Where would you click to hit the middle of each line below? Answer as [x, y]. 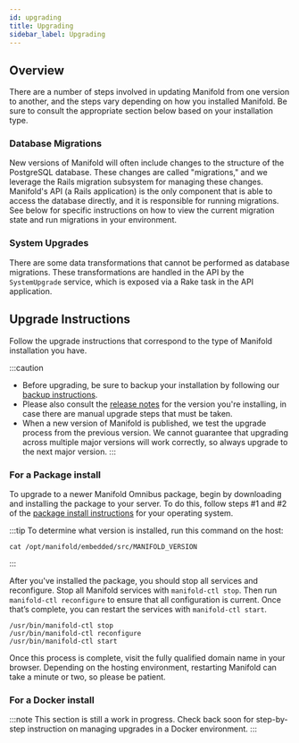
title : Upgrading [42, 26]
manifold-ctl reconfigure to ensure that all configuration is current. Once [145, 599]
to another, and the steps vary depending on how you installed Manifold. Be [148, 101]
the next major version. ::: [69, 452]
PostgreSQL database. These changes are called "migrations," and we [138, 173]
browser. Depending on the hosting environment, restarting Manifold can [143, 667]
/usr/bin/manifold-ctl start [63, 641]
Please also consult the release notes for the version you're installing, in [154, 404]
